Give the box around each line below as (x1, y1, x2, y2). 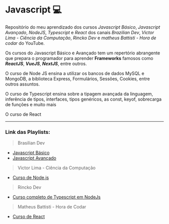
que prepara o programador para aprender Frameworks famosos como (5, 55, 153, 61)
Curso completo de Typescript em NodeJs (12, 194, 101, 200)
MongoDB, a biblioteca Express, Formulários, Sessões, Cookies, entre (5, 76, 150, 82)
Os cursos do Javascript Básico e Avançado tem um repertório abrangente (5, 50, 160, 56)
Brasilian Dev (17, 140, 45, 146)
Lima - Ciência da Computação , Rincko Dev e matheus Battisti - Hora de (5, 35, 157, 41)
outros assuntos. (5, 81, 40, 87)
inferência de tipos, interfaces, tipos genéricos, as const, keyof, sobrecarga (5, 96, 162, 102)
